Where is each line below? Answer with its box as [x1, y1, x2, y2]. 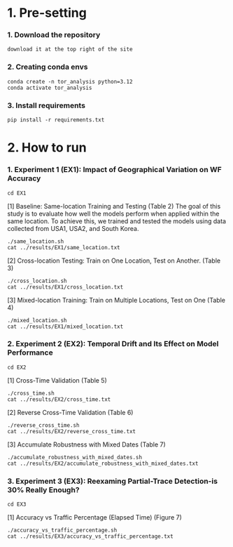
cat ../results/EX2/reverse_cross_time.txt [7, 428, 136, 435]
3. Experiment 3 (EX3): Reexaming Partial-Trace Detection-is [7, 476, 218, 486]
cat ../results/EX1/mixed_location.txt [7, 323, 124, 330]
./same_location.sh [7, 237, 64, 245]
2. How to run [7, 140, 87, 156]
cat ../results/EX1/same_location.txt [7, 244, 120, 251]
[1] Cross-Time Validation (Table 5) [7, 376, 107, 384]
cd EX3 [7, 501, 27, 508]
